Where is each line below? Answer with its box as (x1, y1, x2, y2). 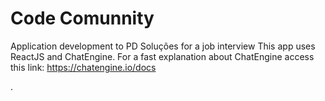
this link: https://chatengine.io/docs (10, 61, 157, 73)
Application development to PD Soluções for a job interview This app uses (10, 40, 316, 52)
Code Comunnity (10, 7, 155, 30)
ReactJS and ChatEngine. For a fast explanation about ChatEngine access (10, 50, 315, 62)
